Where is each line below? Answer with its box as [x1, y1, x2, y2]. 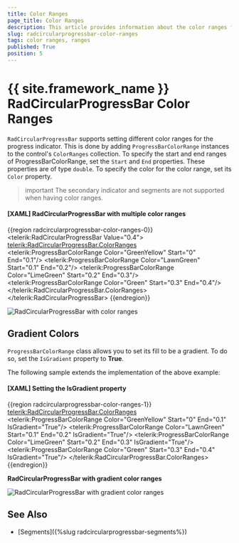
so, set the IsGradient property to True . [7, 354, 124, 362]
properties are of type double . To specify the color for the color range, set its [7, 164, 232, 173]
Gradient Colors [7, 328, 80, 340]
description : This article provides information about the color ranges [7, 23, 228, 31]
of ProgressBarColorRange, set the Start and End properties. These [7, 157, 206, 166]
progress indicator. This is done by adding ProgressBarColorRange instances [7, 141, 230, 150]
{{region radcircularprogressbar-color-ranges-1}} [7, 400, 152, 409]
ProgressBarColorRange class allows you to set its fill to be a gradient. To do [7, 346, 228, 355]
